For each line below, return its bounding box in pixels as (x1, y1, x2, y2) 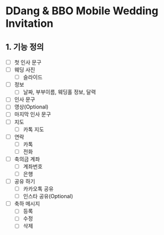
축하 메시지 (14, 200, 40, 207)
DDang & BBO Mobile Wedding (5, 4, 159, 18)
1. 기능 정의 (5, 42, 44, 52)
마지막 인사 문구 (14, 111, 51, 118)
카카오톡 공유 (23, 185, 54, 192)
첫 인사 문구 (14, 59, 42, 66)
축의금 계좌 (14, 155, 40, 163)
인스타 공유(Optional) (23, 193, 74, 200)
